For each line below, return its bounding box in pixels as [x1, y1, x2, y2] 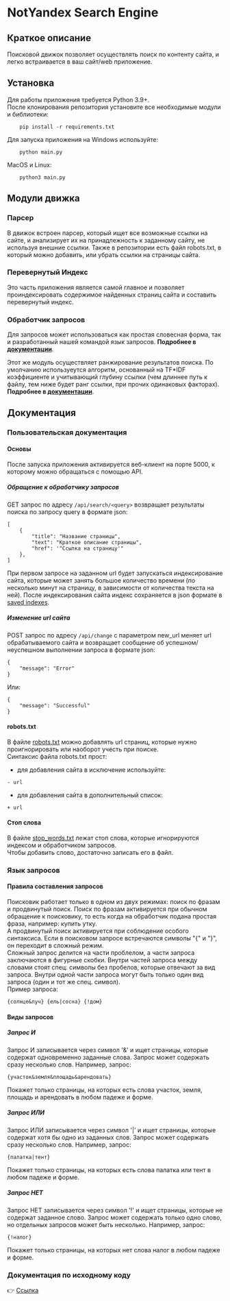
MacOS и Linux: [7, 160, 52, 169]
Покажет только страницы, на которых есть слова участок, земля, [7, 1085, 203, 1094]
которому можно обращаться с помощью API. [7, 467, 143, 476]
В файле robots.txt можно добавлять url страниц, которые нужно [7, 738, 197, 746]
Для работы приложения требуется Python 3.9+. [7, 95, 150, 104]
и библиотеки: [7, 110, 49, 118]
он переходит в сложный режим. [7, 941, 104, 950]
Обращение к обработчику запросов [7, 483, 120, 491]
